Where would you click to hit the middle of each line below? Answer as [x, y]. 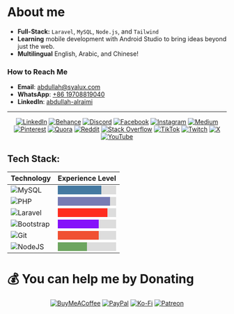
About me [36, 12]
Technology [31, 179]
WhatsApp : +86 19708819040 [61, 94]
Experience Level [87, 179]
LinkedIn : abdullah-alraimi [55, 102]
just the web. [36, 46]
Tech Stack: [34, 159]
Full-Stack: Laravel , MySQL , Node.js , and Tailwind [88, 31]
